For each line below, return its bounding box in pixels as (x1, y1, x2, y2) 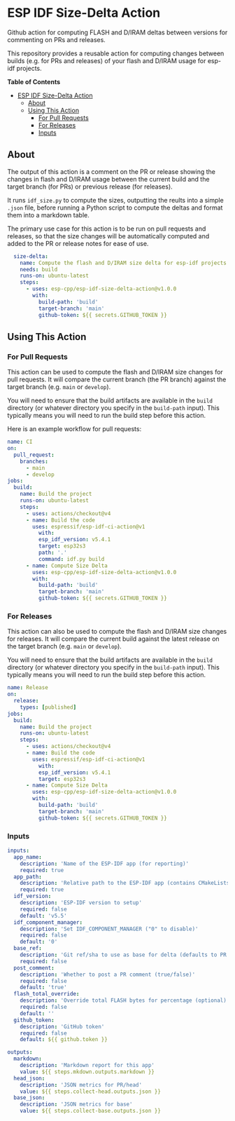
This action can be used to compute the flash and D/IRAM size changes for (7, 368, 224, 376)
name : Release (7, 684, 49, 691)
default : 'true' (20, 984, 68, 991)
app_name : (13, 853, 42, 860)
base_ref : (13, 945, 42, 952)
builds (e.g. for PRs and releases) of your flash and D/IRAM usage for (7, 56, 206, 64)
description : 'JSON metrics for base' (20, 1101, 133, 1108)
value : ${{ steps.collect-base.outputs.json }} (20, 1108, 161, 1115)
